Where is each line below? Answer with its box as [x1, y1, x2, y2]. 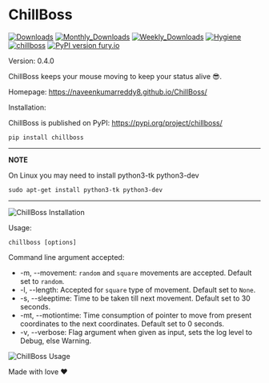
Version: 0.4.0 [8, 56, 54, 66]
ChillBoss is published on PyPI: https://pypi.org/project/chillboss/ [8, 118, 223, 127]
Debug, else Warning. [19, 336, 92, 345]
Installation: [8, 102, 46, 112]
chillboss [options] [8, 238, 78, 246]
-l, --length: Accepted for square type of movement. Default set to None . [19, 285, 256, 294]
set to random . [19, 276, 65, 285]
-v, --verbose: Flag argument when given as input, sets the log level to [19, 327, 253, 337]
